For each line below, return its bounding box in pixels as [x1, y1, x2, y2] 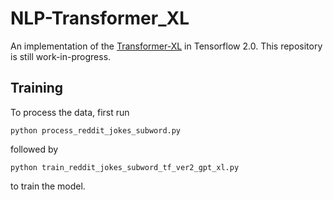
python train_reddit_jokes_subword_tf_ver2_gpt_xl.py [10, 162, 240, 172]
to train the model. [10, 180, 86, 192]
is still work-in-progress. [10, 50, 112, 62]
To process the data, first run [10, 106, 130, 118]
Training [10, 80, 64, 97]
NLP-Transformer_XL [10, 7, 190, 30]
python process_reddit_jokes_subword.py [10, 125, 182, 136]
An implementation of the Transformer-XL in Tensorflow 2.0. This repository [10, 40, 323, 52]
